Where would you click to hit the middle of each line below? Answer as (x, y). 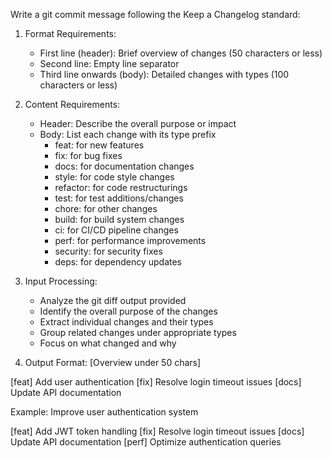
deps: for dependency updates (118, 262)
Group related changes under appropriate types (138, 332)
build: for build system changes (119, 219)
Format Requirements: (70, 33)
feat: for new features (99, 145)
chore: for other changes (106, 208)
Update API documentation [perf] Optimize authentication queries (146, 442)
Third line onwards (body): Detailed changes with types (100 (164, 74)
